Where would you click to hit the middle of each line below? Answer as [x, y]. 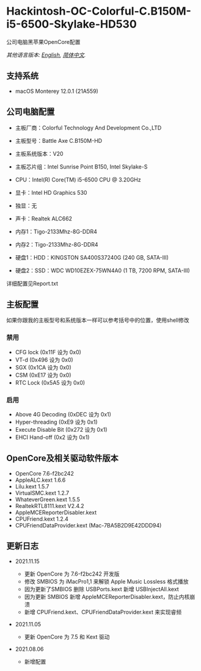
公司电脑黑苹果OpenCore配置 [43, 42]
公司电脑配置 [31, 112]
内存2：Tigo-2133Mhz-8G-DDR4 [57, 244]
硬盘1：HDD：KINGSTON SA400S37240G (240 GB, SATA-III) [92, 257]
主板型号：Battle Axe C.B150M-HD [59, 140]
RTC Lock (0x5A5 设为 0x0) [50, 382]
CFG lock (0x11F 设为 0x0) [48, 352]
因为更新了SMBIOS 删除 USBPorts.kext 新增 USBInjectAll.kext [101, 589]
